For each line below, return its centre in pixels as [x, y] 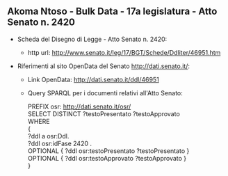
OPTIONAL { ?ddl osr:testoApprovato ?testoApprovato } [107, 158]
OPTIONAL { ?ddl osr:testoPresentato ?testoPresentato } [108, 151]
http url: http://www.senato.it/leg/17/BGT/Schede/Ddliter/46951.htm [124, 52]
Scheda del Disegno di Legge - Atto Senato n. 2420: [92, 39]
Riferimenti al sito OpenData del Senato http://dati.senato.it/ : [103, 66]
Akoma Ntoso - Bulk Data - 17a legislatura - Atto [112, 11]
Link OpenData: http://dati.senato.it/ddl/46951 [93, 79]
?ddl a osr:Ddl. [48, 136]
